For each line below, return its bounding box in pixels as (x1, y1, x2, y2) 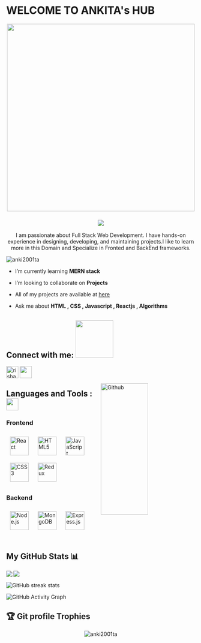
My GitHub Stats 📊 (6, 551, 79, 561)
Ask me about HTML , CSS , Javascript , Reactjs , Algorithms (14, 302, 168, 310)
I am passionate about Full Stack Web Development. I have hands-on (16, 232, 186, 239)
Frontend (6, 419, 34, 427)
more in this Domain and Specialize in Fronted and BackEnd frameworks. (11, 244, 191, 252)
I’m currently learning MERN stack (14, 268, 100, 275)
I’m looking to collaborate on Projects (14, 280, 108, 287)
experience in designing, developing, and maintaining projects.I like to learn (7, 238, 194, 245)
